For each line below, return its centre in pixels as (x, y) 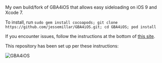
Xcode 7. (14, 12)
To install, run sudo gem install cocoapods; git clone (62, 22)
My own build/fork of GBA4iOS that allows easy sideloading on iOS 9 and (81, 7)
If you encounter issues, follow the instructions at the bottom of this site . (80, 36)
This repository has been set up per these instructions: (62, 46)
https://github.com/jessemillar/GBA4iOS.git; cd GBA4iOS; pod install (81, 27)
